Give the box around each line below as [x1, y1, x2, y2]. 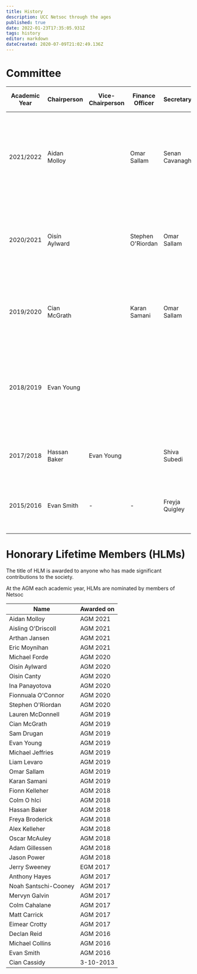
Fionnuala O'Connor [9, 691, 64, 699]
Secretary [163, 95, 192, 103]
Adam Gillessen [9, 844, 52, 852]
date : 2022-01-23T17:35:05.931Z [6, 25, 85, 31]
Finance [133, 92, 155, 100]
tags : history [6, 31, 41, 36]
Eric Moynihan [9, 643, 49, 652]
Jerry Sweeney [9, 862, 51, 871]
